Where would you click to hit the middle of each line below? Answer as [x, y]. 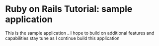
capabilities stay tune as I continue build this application [62, 38]
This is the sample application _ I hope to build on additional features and [80, 33]
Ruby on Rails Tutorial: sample [69, 9]
